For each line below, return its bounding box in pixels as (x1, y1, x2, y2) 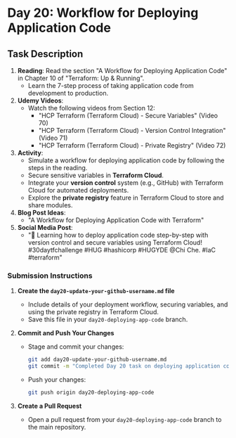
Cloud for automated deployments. (27, 186, 129, 194)
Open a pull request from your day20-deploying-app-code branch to (27, 415, 222, 423)
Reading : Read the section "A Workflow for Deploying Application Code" (17, 67, 228, 75)
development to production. (27, 89, 109, 97)
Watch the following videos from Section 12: (27, 104, 156, 112)
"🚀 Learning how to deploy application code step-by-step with (27, 231, 209, 239)
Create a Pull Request (17, 401, 82, 410)
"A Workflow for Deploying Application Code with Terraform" (27, 216, 204, 224)
